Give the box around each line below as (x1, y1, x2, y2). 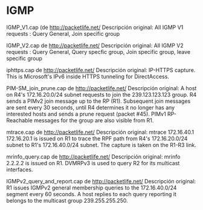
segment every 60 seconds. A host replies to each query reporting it (6, 190, 176, 197)
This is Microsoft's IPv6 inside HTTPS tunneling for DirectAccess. (6, 73, 169, 80)
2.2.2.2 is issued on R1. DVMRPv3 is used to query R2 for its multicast (6, 159, 180, 166)
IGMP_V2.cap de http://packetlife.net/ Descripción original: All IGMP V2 (6, 42, 184, 49)
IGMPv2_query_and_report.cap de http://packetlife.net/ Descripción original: (6, 177, 196, 185)
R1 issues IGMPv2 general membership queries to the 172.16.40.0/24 (6, 184, 177, 191)
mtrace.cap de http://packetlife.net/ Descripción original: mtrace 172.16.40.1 (6, 128, 195, 136)
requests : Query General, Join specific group (6, 30, 120, 37)
